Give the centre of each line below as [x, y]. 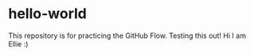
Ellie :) [18, 43]
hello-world [48, 14]
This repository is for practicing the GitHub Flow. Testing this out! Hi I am [127, 35]
